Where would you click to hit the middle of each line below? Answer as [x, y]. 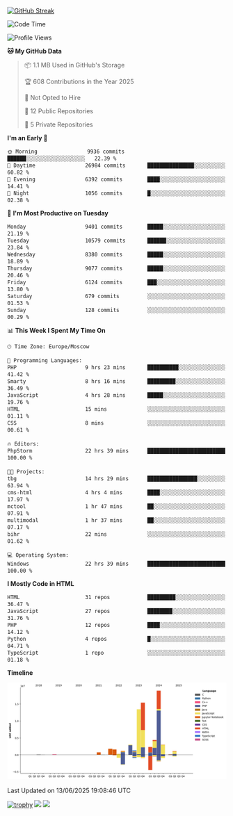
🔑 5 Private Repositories [59, 124]
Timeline [20, 673]
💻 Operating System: [38, 555]
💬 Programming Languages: [45, 361]
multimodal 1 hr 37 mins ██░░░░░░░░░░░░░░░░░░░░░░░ [116, 521]
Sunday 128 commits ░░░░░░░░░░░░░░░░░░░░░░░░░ [116, 310]
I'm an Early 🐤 [27, 138]
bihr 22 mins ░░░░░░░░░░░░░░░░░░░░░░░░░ [116, 535]
